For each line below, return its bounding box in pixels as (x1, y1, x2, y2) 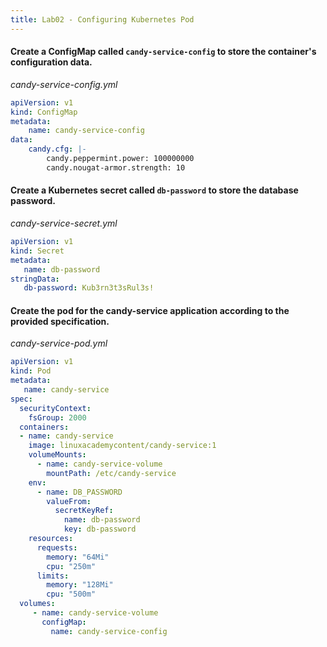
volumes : (19, 599, 56, 609)
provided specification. (10, 315, 110, 327)
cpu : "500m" (46, 589, 97, 600)
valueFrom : (46, 496, 92, 506)
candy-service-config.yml (10, 78, 118, 90)
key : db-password (63, 524, 137, 535)
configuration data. (10, 56, 93, 68)
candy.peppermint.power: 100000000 (46, 154, 195, 164)
